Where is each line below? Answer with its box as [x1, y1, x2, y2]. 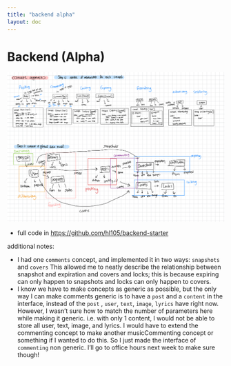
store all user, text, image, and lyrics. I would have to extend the [17, 321, 199, 330]
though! [17, 351, 40, 359]
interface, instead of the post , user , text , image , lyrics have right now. [17, 300, 219, 308]
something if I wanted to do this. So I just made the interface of [17, 336, 197, 345]
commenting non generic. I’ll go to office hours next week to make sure [17, 343, 216, 352]
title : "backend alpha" [7, 11, 76, 18]
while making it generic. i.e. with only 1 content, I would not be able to [17, 314, 215, 323]
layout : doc [7, 18, 41, 26]
